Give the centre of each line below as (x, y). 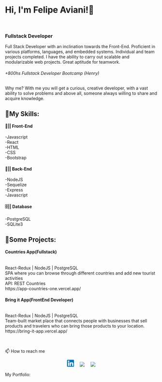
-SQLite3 (14, 224)
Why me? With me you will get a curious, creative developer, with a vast (77, 88)
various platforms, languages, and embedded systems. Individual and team (80, 52)
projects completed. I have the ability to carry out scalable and (67, 57)
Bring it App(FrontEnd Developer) (39, 300)
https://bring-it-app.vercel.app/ (36, 331)
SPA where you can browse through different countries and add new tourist (80, 273)
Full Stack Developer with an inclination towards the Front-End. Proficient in (80, 47)
